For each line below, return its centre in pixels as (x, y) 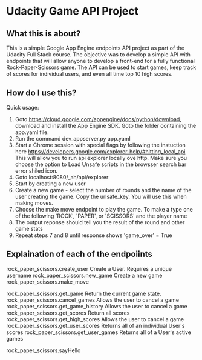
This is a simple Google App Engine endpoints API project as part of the (95, 48)
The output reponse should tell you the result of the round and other (100, 222)
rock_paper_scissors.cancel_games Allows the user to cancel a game (93, 300)
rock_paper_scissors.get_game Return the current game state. (84, 293)
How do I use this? (41, 93)
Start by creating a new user (50, 184)
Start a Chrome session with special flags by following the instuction (100, 145)
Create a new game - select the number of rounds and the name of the (103, 190)
